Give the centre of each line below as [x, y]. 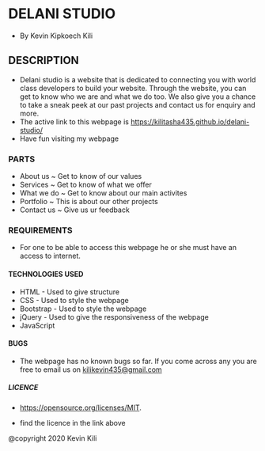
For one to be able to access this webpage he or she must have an [128, 248]
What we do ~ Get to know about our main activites [103, 193]
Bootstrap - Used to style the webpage [83, 309]
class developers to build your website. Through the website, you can [133, 88]
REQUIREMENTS [40, 230]
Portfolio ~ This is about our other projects [89, 202]
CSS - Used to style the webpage [74, 300]
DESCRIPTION [44, 61]
